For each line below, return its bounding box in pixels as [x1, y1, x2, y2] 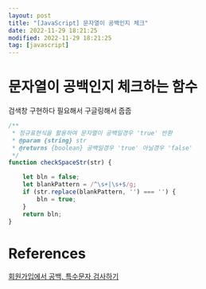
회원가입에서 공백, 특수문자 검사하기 [8, 271, 119, 281]
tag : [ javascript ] [8, 41, 69, 49]
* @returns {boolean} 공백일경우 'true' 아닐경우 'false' [11, 144, 193, 152]
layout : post [8, 11, 52, 20]
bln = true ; [37, 195, 77, 203]
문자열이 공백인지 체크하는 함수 [8, 78, 198, 96]
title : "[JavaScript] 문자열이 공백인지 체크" [8, 19, 149, 27]
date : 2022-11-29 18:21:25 [8, 26, 98, 34]
